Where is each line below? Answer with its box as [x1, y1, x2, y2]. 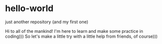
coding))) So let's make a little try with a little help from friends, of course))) [5, 33, 158, 39]
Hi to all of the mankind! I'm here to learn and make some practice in [5, 28, 143, 34]
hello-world [5, 3, 54, 14]
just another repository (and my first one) [5, 19, 88, 25]
